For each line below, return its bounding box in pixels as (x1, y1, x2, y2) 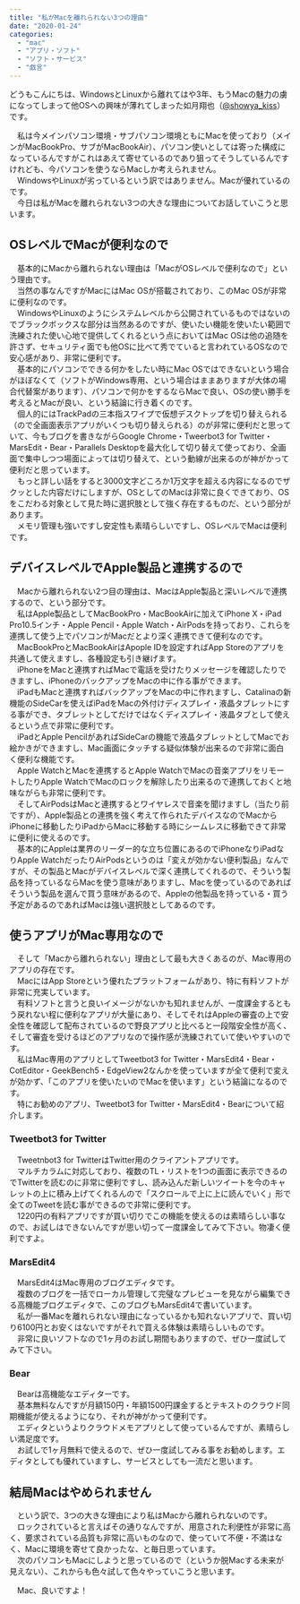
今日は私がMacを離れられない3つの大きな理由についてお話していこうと (16, 197, 280, 208)
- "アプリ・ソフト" (17, 47, 81, 56)
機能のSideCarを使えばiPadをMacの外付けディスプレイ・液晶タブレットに (9, 698, 282, 708)
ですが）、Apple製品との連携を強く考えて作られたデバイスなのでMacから (9, 810, 278, 820)
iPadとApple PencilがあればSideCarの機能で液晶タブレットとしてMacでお (16, 731, 289, 742)
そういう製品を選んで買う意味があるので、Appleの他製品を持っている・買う (9, 888, 289, 898)
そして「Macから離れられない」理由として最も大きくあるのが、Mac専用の (16, 953, 292, 964)
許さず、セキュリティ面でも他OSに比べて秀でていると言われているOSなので (9, 341, 288, 352)
